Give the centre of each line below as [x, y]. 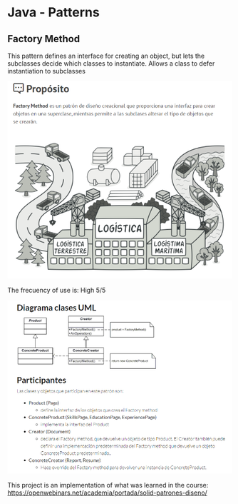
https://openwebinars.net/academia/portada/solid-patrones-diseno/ [108, 493]
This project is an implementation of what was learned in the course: [108, 485]
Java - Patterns [53, 12]
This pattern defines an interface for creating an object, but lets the [106, 56]
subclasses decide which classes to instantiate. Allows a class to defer [111, 64]
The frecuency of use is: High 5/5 [57, 291]
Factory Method [44, 39]
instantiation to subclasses [46, 71]
